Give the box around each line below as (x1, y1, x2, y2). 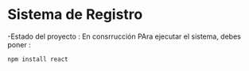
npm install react (7, 55, 68, 63)
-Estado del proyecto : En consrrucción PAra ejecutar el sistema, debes (7, 32, 242, 41)
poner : (7, 39, 31, 49)
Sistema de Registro (7, 6, 143, 24)
